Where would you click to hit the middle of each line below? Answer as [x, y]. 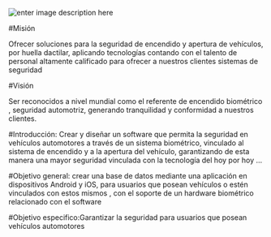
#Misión [22, 28]
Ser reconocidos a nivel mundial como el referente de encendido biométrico [135, 101]
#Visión [21, 86]
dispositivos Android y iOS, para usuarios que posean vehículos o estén [129, 184]
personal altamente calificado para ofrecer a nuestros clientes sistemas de [133, 61]
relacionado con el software [55, 202]
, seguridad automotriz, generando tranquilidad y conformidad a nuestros [131, 110]
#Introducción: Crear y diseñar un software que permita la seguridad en [129, 134]
